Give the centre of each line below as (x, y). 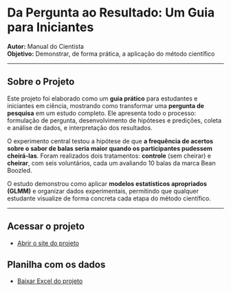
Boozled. (20, 170)
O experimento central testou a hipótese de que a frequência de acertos (110, 141)
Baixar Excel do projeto (50, 281)
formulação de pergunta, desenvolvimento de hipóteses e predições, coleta (114, 120)
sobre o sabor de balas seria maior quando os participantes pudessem (110, 148)
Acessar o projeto (46, 226)
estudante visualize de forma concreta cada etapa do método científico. (109, 198)
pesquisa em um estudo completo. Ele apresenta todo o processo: (102, 113)
